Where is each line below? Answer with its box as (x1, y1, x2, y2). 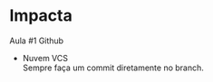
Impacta (9, 5, 73, 26)
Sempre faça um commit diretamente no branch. (22, 62, 204, 73)
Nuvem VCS (22, 52, 68, 63)
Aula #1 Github (9, 35, 64, 46)
